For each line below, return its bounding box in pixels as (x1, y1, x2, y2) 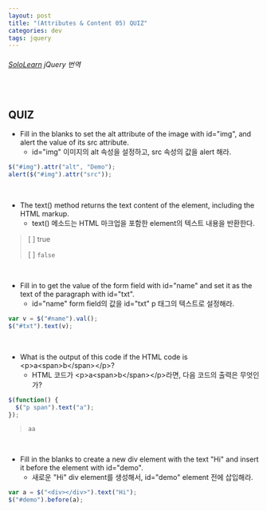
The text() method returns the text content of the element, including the (19, 200, 255, 210)
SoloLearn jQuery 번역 (8, 59, 81, 69)
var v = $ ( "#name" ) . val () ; (8, 315, 98, 323)
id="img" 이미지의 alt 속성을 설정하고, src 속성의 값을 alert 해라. (31, 147, 232, 156)
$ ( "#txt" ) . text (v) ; (8, 322, 73, 330)
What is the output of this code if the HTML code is (19, 352, 188, 362)
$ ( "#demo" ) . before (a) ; (8, 496, 84, 504)
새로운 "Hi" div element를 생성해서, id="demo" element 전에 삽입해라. (31, 473, 253, 482)
